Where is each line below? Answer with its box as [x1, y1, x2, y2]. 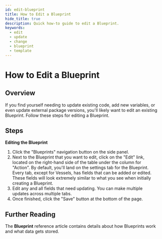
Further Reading [5, 210, 56, 218]
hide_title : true [5, 16, 41, 21]
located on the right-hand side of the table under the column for [12, 159, 141, 165]
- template [9, 48, 32, 53]
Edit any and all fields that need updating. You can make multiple [12, 186, 143, 191]
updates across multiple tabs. [12, 191, 72, 197]
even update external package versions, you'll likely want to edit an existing [5, 107, 158, 113]
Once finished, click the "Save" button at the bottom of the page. [12, 196, 143, 202]
